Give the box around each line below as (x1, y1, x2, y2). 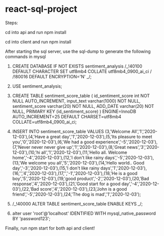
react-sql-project (5, 3, 77, 15)
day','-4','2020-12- (121, 181, 159, 187)
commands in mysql (5, 53, 46, 60)
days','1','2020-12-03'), (100, 165, 147, 171)
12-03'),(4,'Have (12, 134, 45, 139)
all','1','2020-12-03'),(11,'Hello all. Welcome (41, 149, 127, 155)
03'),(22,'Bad (12, 186, 39, 192)
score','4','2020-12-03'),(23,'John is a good (40, 186, 127, 192)
